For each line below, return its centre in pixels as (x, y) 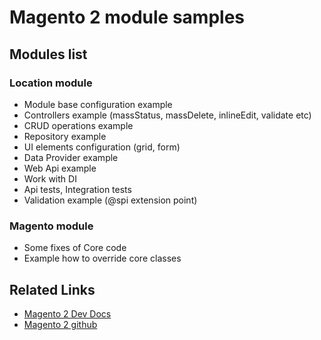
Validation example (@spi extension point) (110, 200)
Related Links (52, 289)
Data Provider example (71, 157)
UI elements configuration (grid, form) (102, 147)
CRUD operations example (78, 125)
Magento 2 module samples (127, 17)
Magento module (51, 226)
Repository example (65, 136)
